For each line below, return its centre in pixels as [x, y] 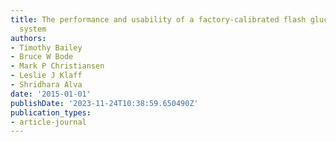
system [33, 29]
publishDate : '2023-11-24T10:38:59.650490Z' [104, 103]
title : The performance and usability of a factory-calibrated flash [158, 19]
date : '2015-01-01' [51, 94]
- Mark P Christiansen [57, 66]
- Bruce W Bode [42, 57]
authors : [28, 38]
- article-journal [48, 122]
